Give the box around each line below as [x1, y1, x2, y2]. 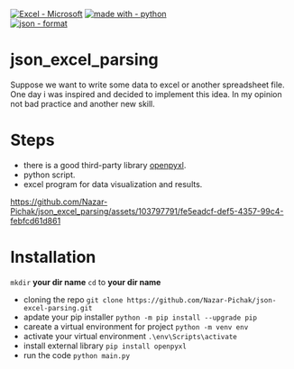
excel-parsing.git [23, 303, 93, 312]
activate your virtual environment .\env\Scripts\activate [23, 330, 238, 341]
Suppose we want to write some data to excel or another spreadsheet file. [10, 79, 285, 90]
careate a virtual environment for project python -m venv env [23, 320, 249, 332]
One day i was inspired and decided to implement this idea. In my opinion [10, 88, 282, 99]
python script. [23, 169, 76, 180]
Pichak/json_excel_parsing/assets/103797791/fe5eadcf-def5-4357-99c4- [10, 205, 284, 216]
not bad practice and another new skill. [10, 98, 156, 109]
